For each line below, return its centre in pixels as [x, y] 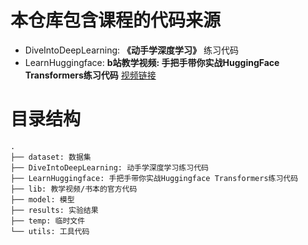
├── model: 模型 [42, 199]
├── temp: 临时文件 [48, 221]
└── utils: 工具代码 [50, 231]
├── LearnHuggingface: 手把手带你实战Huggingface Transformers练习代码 [154, 178]
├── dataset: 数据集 [51, 157]
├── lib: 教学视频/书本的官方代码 [74, 189]
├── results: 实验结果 [54, 210]
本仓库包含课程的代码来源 [116, 20]
